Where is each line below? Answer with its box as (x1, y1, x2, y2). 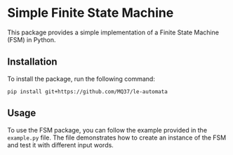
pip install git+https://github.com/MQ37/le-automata (7, 88, 168, 95)
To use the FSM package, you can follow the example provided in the (7, 126, 208, 134)
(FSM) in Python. (7, 35, 56, 43)
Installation (7, 56, 58, 68)
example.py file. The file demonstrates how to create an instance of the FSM (7, 133, 227, 142)
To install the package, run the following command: (7, 74, 156, 83)
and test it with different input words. (7, 140, 114, 149)
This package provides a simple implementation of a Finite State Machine (7, 28, 220, 36)
